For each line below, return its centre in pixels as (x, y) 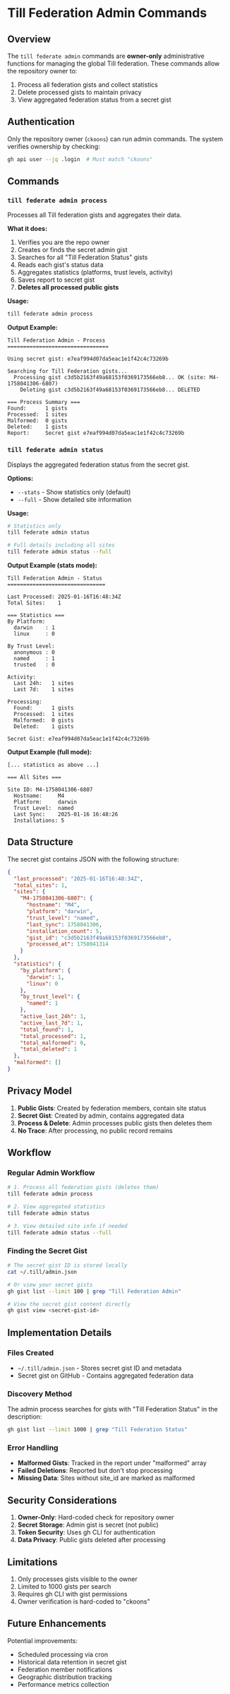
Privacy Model (40, 1091)
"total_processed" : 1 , (53, 1036)
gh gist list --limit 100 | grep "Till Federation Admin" (94, 1291)
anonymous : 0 (34, 652)
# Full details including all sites (61, 545)
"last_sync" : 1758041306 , (64, 924)
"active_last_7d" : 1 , (52, 1023)
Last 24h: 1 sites (44, 684)
